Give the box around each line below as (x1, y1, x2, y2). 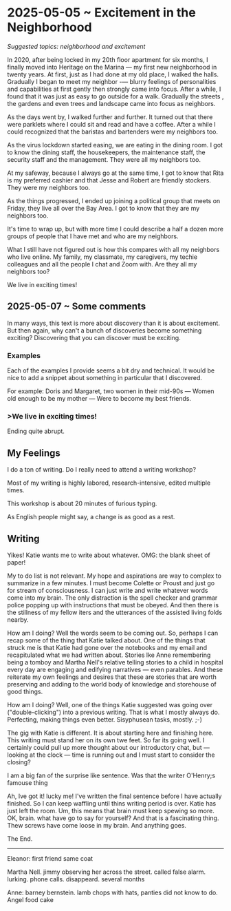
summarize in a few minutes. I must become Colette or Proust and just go (7, 578, 215, 587)
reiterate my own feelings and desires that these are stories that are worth (7, 673, 217, 681)
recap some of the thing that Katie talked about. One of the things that (7, 636, 206, 645)
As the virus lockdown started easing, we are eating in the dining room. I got (7, 140, 223, 149)
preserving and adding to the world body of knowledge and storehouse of (7, 680, 217, 688)
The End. (7, 835, 33, 843)
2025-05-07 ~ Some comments (7, 301, 146, 313)
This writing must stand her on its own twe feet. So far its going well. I (7, 735, 205, 744)
